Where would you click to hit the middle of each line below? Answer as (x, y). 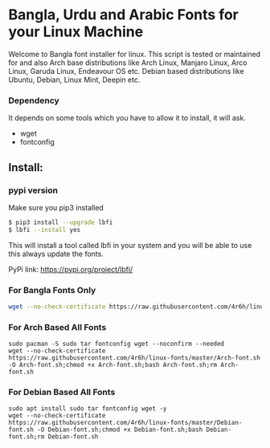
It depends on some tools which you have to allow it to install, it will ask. (127, 118)
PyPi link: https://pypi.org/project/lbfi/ (71, 269)
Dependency (34, 100)
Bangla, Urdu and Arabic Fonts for (123, 15)
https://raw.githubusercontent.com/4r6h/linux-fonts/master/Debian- (125, 423)
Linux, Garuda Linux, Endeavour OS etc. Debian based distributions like (126, 71)
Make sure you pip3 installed (56, 207)
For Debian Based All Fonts (62, 393)
